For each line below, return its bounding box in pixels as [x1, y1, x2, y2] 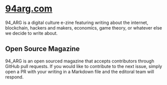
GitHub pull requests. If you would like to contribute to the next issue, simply [5, 63, 162, 69]
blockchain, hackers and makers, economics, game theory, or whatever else [5, 24, 162, 30]
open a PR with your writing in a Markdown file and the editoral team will [5, 68, 154, 74]
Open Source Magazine [5, 44, 80, 53]
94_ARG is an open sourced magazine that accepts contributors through [5, 58, 154, 64]
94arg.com [5, 3, 52, 14]
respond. [5, 73, 24, 80]
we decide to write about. [5, 30, 58, 36]
